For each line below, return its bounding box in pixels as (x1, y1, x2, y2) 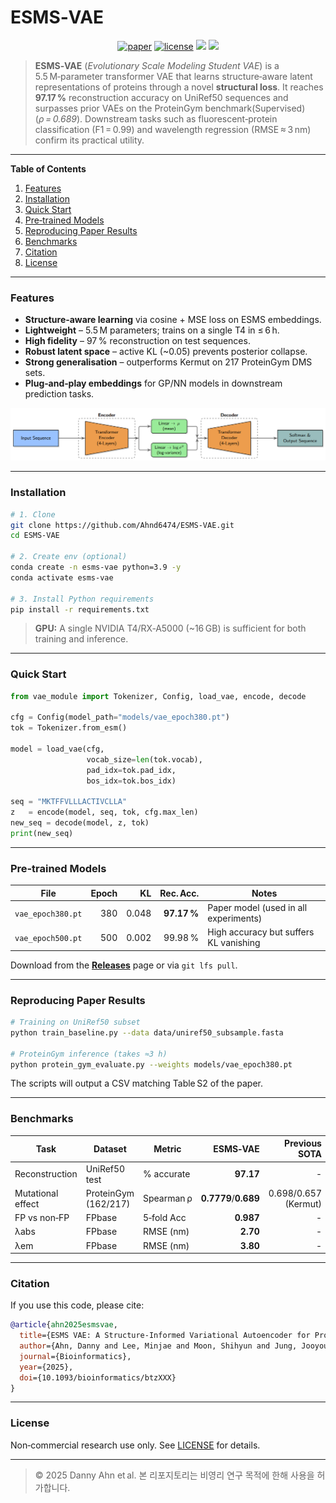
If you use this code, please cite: (10, 1299, 145, 1311)
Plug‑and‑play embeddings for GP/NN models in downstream (24, 377, 283, 390)
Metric (153, 1142, 182, 1155)
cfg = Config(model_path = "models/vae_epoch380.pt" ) (10, 712, 230, 723)
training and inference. (34, 633, 129, 645)
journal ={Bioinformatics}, (19, 1351, 132, 1361)
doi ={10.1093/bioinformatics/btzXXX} (19, 1372, 177, 1383)
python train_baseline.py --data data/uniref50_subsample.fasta (10, 1027, 284, 1038)
